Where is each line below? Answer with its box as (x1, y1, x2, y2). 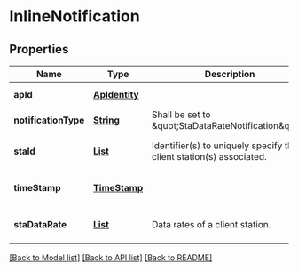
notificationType (13, 114, 85, 126)
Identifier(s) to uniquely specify (151, 139, 283, 152)
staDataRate (13, 219, 67, 230)
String (92, 114, 120, 126)
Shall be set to (151, 108, 211, 121)
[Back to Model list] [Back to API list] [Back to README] (9, 252, 213, 263)
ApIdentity (92, 89, 139, 100)
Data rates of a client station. (151, 219, 271, 230)
